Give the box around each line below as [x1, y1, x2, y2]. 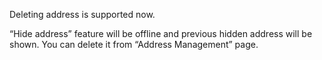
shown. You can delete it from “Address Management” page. [9, 39, 259, 50]
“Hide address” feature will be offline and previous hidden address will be [9, 28, 313, 39]
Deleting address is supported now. [9, 9, 156, 20]
